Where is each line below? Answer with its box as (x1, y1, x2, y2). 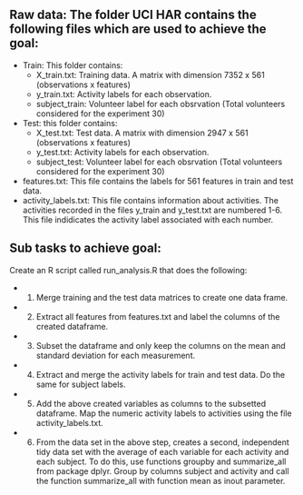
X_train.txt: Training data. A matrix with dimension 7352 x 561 (35, 69, 265, 80)
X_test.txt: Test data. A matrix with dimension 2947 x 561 (35, 127, 249, 138)
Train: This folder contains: (22, 59, 123, 71)
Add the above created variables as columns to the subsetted (35, 398, 267, 409)
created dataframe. (35, 321, 109, 332)
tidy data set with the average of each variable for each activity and (35, 446, 289, 457)
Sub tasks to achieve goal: (9, 241, 161, 256)
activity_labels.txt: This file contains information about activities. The (22, 194, 279, 205)
